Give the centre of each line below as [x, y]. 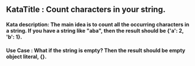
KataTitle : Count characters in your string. [86, 10]
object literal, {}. [26, 56]
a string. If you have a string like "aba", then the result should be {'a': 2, [95, 30]
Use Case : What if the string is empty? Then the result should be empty [96, 50]
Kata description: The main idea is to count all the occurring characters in [98, 24]
